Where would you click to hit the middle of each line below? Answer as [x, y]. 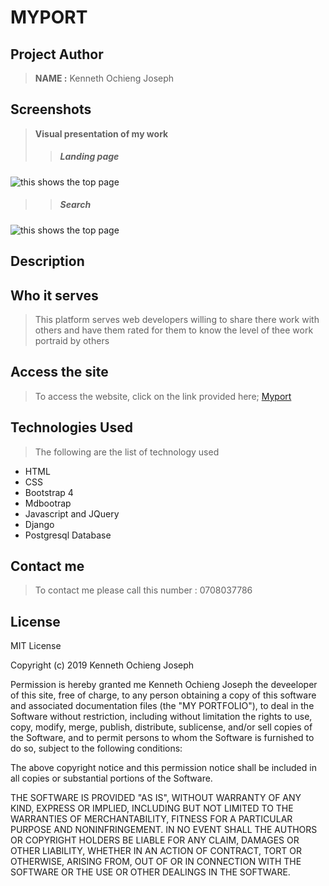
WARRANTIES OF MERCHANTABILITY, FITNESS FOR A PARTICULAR [151, 819]
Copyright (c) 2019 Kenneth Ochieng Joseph [102, 665]
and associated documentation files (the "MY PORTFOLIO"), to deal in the [162, 706]
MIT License [36, 646]
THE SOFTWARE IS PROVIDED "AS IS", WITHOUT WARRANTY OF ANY [156, 798]
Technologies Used [71, 427]
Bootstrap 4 [49, 492]
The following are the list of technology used [127, 452]
